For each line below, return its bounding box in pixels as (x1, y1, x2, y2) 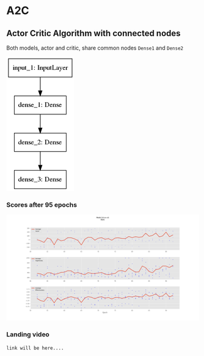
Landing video (6, 330, 50, 339)
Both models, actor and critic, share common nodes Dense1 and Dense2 (6, 44, 184, 51)
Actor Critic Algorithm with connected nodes (6, 28, 181, 39)
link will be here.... (6, 345, 64, 351)
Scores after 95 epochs (6, 200, 78, 209)
